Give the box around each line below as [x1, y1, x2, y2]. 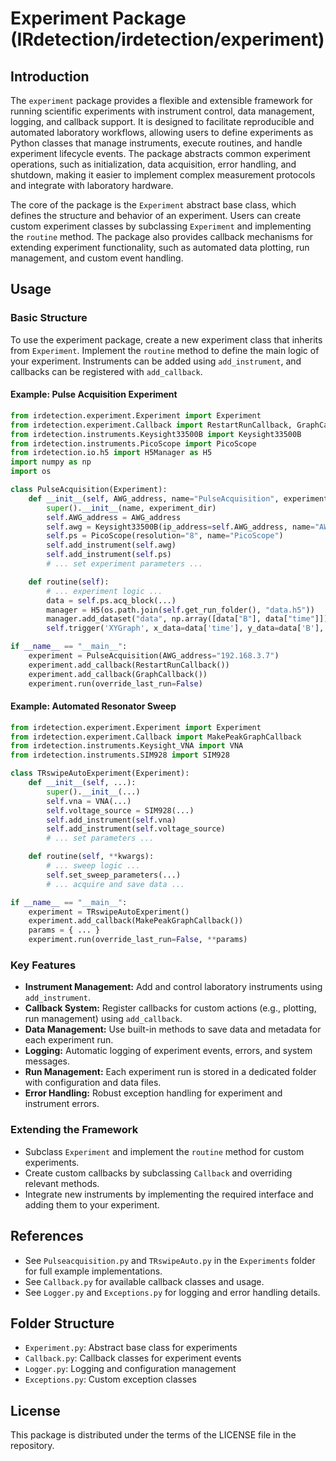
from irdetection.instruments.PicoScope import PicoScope [10, 438, 257, 449]
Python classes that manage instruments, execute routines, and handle [10, 137, 303, 149]
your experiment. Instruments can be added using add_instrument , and [10, 355, 302, 367]
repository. [10, 1440, 55, 1452]
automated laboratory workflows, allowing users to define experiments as [10, 127, 314, 138]
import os [10, 467, 52, 477]
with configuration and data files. [24, 1077, 162, 1089]
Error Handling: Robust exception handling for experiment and [24, 1087, 283, 1099]
